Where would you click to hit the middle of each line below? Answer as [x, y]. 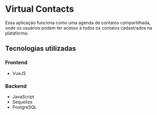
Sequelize [22, 102]
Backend [16, 86]
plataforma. [17, 33]
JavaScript [23, 96]
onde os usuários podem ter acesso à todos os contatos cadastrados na [79, 28]
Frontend [16, 62]
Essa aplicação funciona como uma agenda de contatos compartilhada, [78, 23]
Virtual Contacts [39, 9]
